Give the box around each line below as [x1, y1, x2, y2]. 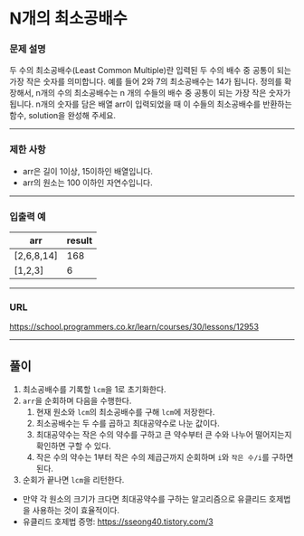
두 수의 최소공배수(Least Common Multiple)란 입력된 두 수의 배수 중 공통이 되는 [9, 65, 292, 76]
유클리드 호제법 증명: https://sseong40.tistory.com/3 [22, 516, 214, 527]
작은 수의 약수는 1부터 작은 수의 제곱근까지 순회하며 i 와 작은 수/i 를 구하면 [35, 452, 294, 463]
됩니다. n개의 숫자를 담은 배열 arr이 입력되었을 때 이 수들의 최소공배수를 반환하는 [9, 99, 292, 109]
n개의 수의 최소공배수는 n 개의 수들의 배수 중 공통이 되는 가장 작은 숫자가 [35, 88, 291, 99]
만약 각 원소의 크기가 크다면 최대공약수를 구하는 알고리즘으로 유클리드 [22, 494, 267, 504]
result [66, 234, 93, 247]
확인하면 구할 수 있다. [35, 440, 111, 452]
